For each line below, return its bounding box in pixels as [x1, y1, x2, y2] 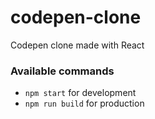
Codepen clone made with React [10, 39, 145, 51]
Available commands [10, 64, 115, 78]
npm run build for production [24, 97, 145, 110]
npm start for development [24, 87, 137, 99]
